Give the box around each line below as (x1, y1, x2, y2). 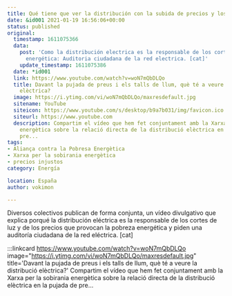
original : (7, 29, 36, 37)
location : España (7, 177, 57, 184)
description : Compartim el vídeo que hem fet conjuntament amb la (13, 119, 209, 127)
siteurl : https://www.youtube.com (13, 113, 113, 120)
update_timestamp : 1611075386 (19, 62, 107, 69)
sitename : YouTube (13, 101, 67, 107)
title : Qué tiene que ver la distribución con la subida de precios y (7, 10, 215, 17)
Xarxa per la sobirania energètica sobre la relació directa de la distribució (7, 274, 215, 282)
